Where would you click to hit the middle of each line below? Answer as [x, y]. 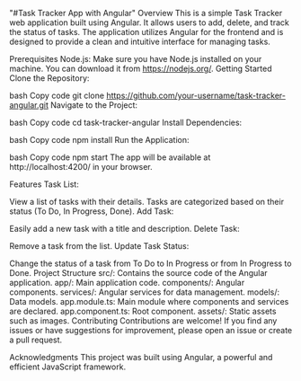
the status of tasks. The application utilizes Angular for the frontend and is [146, 32]
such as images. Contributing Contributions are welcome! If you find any [143, 321]
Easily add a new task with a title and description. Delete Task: [124, 229]
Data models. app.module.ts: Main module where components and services [149, 301]
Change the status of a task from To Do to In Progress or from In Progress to [150, 263]
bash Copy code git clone [57, 95]
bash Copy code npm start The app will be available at [110, 157]
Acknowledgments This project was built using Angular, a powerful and [141, 357]
